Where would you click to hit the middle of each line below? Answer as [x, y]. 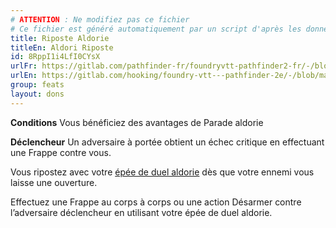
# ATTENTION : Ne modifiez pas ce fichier [100, 19]
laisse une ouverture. [54, 182]
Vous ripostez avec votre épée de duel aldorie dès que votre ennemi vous [162, 172]
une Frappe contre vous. [61, 152]
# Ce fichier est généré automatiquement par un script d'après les [156, 29]
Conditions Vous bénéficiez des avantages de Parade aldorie [137, 122]
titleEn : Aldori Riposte [62, 47]
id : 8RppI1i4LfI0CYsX [55, 57]
